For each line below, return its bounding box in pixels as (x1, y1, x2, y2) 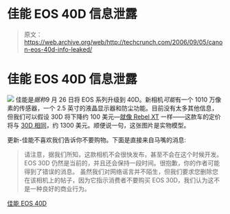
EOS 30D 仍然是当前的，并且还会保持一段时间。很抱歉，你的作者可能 (23, 158, 220, 167)
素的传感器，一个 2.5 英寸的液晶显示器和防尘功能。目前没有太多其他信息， (7, 104, 218, 112)
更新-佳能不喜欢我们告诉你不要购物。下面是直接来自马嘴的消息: (7, 135, 187, 144)
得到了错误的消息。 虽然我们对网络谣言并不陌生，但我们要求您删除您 (23, 167, 218, 176)
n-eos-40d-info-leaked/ (23, 45, 93, 53)
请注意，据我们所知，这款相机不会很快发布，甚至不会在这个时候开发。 (23, 150, 223, 158)
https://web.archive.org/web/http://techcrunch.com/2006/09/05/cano (23, 38, 223, 46)
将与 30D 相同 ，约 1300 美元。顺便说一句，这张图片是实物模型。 (7, 121, 190, 129)
